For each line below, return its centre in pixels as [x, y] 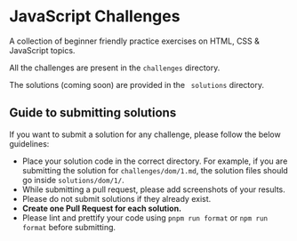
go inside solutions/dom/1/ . [73, 180]
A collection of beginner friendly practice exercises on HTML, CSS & [135, 41]
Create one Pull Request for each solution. [102, 208]
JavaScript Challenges [95, 16]
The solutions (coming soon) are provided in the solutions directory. [137, 84]
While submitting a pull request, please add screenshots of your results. [154, 189]
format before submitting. [69, 227]
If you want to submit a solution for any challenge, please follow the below [145, 134]
